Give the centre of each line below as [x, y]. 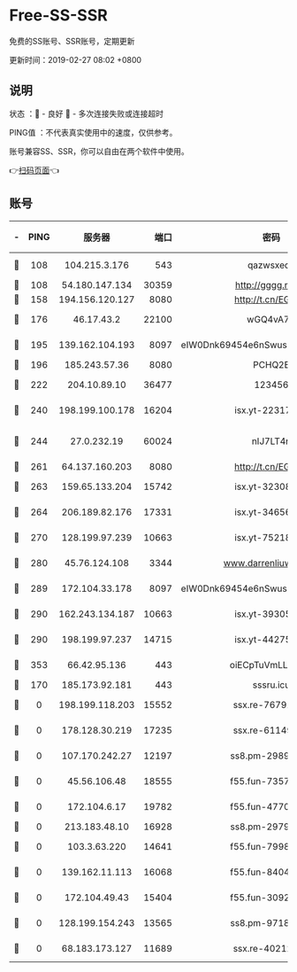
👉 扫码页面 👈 [34, 170]
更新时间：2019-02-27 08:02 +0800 [76, 59]
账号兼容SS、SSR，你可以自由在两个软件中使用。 [99, 151]
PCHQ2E [271, 364]
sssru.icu [271, 685]
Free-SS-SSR [58, 16]
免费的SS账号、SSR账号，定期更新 [72, 41]
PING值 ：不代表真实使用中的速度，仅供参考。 [93, 132]
